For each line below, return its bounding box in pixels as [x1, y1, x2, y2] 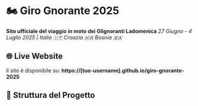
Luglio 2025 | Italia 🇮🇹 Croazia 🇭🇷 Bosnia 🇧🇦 [6, 34, 123, 41]
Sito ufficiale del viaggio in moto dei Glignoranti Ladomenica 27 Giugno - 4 [6, 27, 192, 35]
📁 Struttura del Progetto [6, 90, 96, 100]
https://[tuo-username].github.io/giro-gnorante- [61, 67, 184, 74]
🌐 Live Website [6, 51, 63, 61]
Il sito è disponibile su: [6, 67, 60, 74]
